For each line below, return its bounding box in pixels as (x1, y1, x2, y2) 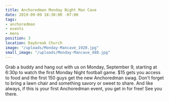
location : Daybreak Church (5, 41, 63, 46)
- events (5, 26, 24, 31)
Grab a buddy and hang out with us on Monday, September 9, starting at (5, 64, 157, 70)
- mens (5, 31, 19, 36)
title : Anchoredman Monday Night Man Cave (5, 7, 97, 13)
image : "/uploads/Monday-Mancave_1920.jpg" (5, 45, 99, 50)
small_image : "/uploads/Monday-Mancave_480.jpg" (5, 50, 110, 55)
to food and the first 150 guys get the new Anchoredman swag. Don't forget (5, 75, 164, 81)
